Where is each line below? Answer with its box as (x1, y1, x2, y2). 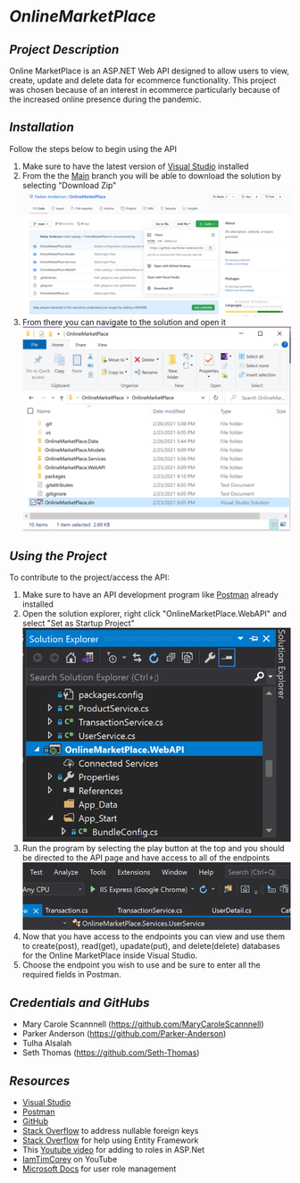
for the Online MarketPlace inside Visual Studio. (21, 950, 198, 961)
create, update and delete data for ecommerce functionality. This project (9, 75, 277, 86)
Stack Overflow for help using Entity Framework (21, 1135, 199, 1145)
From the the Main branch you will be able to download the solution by (21, 170, 281, 180)
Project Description (9, 42, 120, 57)
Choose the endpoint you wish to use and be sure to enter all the (21, 960, 261, 970)
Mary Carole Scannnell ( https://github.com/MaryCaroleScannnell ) (21, 1019, 265, 1029)
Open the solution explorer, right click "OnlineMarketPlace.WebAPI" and (21, 608, 287, 619)
